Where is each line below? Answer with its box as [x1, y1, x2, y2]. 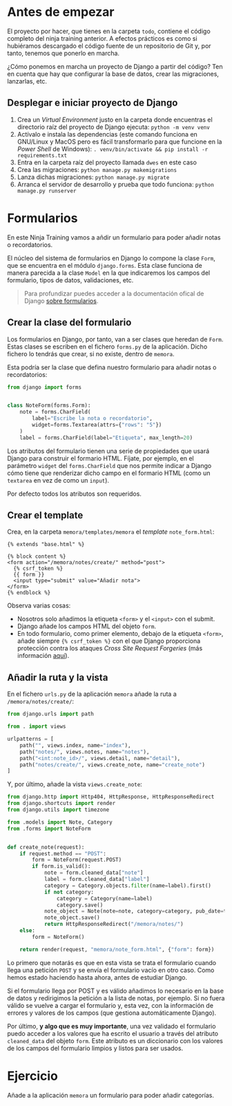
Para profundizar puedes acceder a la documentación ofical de [23, 289, 204, 298]
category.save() [56, 902, 104, 909]
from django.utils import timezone [7, 806, 110, 813]
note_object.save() [43, 914, 100, 922]
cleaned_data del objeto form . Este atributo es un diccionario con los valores [7, 1036, 223, 1045]
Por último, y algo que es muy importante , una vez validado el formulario [7, 1022, 216, 1030]
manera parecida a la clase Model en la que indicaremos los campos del [7, 269, 211, 277]
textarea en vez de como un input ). [7, 476, 109, 484]
